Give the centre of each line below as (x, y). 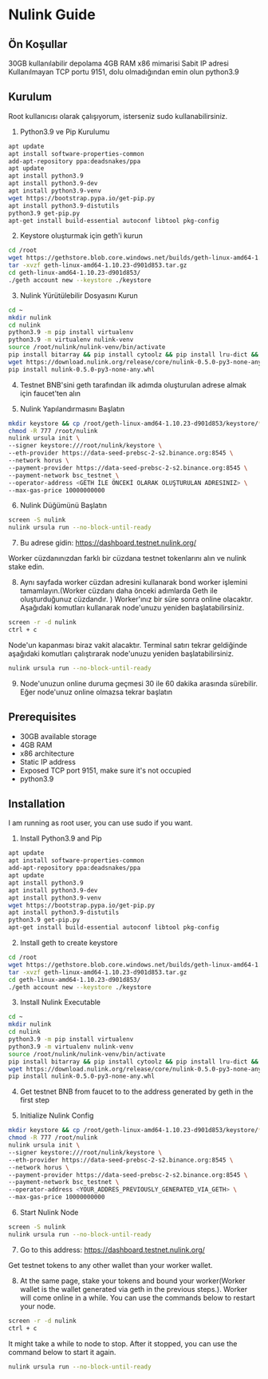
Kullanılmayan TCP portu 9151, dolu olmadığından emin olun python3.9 (124, 72)
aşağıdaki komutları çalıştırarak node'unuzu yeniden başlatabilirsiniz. (121, 654)
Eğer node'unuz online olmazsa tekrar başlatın (96, 692)
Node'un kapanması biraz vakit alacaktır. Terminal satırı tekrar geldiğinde (128, 645)
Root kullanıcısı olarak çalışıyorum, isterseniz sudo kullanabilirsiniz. (118, 116)
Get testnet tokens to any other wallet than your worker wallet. (110, 1265)
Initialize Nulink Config (57, 1115)
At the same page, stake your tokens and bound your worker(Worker (132, 1281)
